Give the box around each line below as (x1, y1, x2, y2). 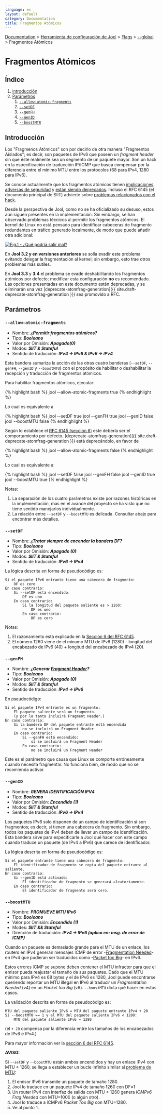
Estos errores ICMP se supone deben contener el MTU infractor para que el (5, 964, 156, 970)
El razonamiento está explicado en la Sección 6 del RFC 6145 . (12, 634, 135, 639)
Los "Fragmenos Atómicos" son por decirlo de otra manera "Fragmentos (5, 146, 150, 152)
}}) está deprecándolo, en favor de (70, 438, 139, 444)
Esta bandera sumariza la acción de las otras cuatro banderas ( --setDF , (5, 360, 147, 366)
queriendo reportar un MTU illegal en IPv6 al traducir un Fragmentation (5, 979, 147, 985)
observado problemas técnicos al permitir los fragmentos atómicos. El (5, 217, 145, 223)
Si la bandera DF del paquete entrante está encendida (14, 722, 127, 727)
